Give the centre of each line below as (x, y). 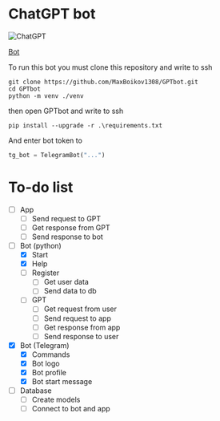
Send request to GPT (66, 218)
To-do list (41, 187)
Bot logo (46, 363)
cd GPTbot (25, 89)
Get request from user (80, 309)
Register (46, 273)
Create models (56, 400)
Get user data (66, 282)
